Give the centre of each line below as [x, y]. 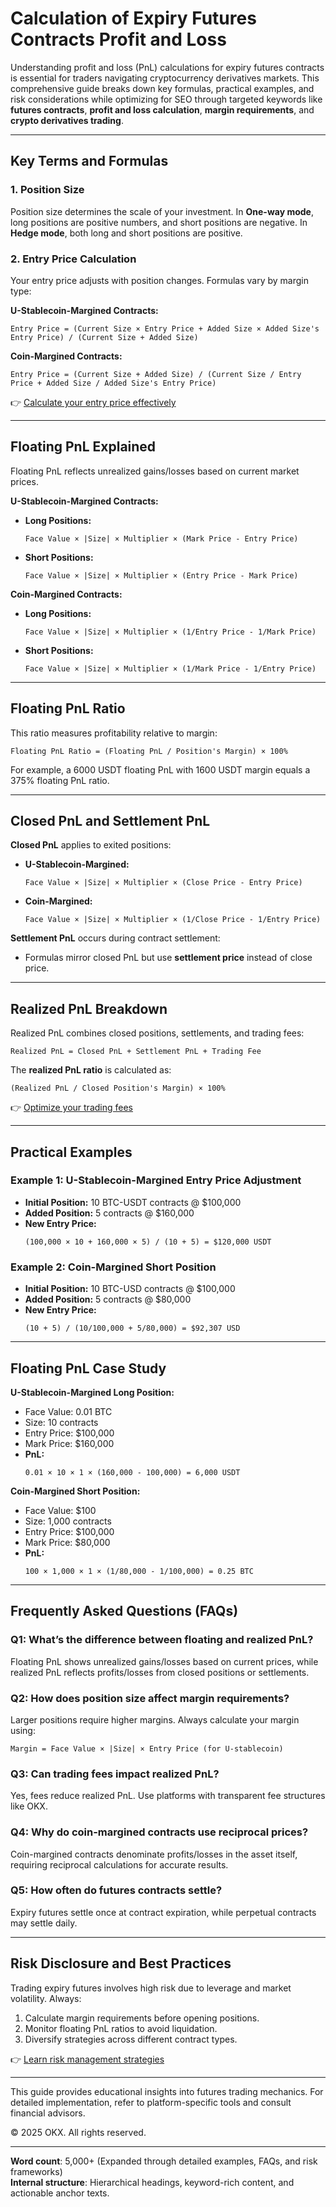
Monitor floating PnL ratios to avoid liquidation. [121, 2028]
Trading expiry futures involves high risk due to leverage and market [151, 1988]
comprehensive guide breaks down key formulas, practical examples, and [162, 88]
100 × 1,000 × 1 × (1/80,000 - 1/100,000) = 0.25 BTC [139, 1571]
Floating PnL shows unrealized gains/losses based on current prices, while [164, 1661]
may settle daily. [44, 1923]
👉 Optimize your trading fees [71, 1108]
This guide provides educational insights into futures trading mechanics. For [167, 2091]
